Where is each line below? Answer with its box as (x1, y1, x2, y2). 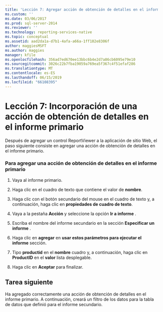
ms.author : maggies (5, 48, 45, 53)
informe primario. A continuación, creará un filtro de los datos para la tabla (5, 296, 154, 302)
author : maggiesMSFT (5, 43, 47, 48)
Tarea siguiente (5, 278, 53, 287)
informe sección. (12, 240, 47, 246)
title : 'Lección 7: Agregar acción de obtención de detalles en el (5, 7, 145, 12)
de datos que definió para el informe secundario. (5, 301, 103, 307)
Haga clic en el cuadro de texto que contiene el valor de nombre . (12, 186, 143, 193)
